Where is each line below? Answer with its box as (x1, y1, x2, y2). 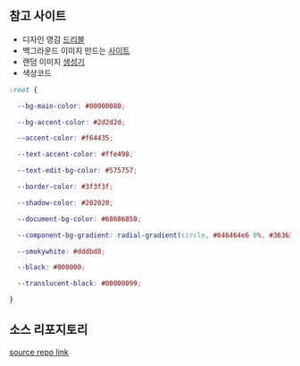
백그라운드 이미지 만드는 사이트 (21, 45, 130, 55)
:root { (9, 85, 38, 94)
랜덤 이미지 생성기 (21, 56, 85, 67)
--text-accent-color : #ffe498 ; (17, 150, 134, 159)
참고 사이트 (9, 8, 67, 24)
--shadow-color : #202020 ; (17, 198, 114, 208)
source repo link (9, 346, 70, 357)
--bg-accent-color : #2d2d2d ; (17, 117, 126, 127)
